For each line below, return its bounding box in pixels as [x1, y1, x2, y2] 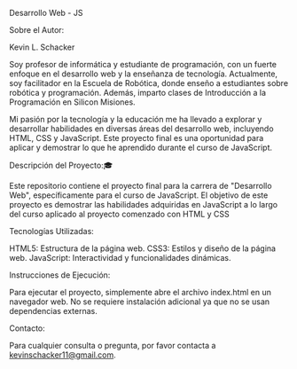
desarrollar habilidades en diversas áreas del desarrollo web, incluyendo [9, 123, 274, 134]
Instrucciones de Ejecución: [9, 270, 111, 280]
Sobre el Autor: [9, 25, 65, 35]
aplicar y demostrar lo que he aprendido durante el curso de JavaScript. [9, 142, 273, 153]
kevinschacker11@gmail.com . [9, 349, 117, 360]
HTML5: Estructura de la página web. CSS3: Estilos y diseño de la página [9, 243, 277, 254]
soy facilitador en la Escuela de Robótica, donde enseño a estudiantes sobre [9, 78, 289, 88]
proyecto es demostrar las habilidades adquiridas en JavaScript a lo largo [9, 200, 277, 209]
